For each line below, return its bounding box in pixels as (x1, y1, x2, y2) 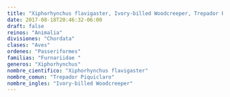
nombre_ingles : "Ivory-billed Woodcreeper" (7, 80, 133, 87)
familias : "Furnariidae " (7, 55, 81, 61)
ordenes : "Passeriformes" (7, 48, 81, 55)
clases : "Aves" (7, 42, 51, 48)
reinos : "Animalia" (7, 29, 63, 36)
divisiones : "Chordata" (7, 36, 75, 42)
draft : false (7, 23, 44, 29)
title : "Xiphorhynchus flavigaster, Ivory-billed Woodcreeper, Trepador (7, 10, 219, 17)
